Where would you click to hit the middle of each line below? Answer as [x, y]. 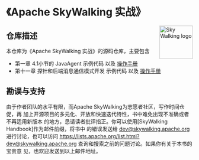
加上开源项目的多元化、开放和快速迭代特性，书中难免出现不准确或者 [106, 114]
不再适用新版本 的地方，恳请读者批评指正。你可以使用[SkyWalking [87, 121]
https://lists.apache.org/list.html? [99, 136]
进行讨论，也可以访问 [32, 136]
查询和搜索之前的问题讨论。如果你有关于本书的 [135, 143]
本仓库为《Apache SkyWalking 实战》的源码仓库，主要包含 [78, 51]
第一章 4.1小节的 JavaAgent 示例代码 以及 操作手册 [76, 63]
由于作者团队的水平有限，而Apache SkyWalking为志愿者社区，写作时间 [93, 106]
